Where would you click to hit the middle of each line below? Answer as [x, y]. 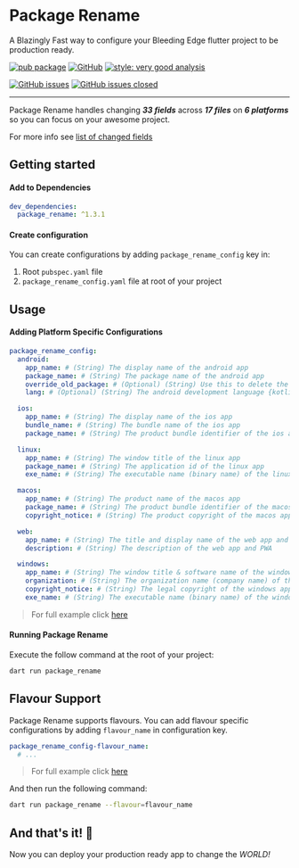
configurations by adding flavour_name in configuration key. [119, 730]
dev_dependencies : [43, 206]
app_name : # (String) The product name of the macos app [133, 499]
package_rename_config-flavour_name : [79, 746]
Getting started [53, 165]
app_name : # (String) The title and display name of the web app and [157, 540]
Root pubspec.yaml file [62, 272]
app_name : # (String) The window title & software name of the [145, 573]
